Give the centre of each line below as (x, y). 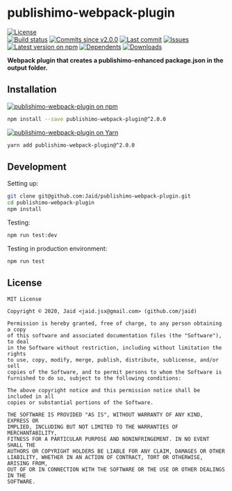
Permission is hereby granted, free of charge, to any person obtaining (115, 323)
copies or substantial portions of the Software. (81, 402)
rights (17, 354)
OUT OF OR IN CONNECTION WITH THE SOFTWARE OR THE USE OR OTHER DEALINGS (116, 469)
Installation (32, 89)
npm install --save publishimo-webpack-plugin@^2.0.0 (87, 119)
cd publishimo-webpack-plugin (51, 203)
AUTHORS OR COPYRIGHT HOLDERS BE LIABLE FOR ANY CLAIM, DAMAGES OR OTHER (116, 451)
